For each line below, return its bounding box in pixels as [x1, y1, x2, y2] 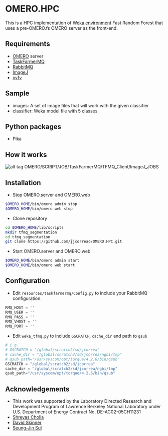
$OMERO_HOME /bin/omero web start [5, 263, 75, 268]
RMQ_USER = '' [5, 309, 35, 315]
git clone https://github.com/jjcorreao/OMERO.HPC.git [5, 239, 122, 244]
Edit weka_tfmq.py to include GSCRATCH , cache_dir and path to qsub [12, 333, 147, 339]
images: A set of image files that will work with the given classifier [12, 102, 149, 108]
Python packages [5, 122, 62, 131]
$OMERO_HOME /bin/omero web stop [5, 206, 73, 211]
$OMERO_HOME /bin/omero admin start [5, 258, 80, 263]
